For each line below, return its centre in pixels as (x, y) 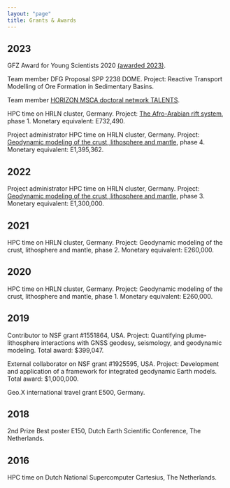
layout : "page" (29, 14)
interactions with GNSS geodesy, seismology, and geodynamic (131, 343)
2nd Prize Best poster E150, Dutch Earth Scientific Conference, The (104, 431)
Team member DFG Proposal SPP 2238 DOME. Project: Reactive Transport (115, 79)
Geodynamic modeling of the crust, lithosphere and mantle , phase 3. (106, 196)
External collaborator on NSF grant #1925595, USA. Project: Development (113, 364)
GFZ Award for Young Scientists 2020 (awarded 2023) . (87, 66)
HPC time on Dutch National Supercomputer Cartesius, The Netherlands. (112, 477)
